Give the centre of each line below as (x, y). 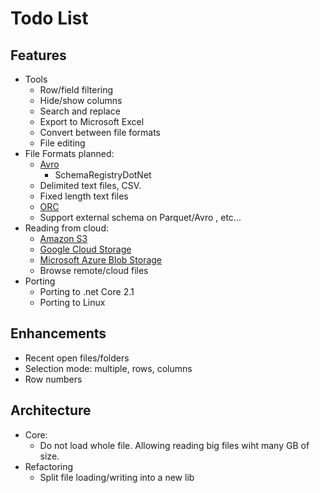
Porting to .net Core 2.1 (87, 291)
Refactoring (49, 466)
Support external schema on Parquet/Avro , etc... (140, 217)
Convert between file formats (100, 132)
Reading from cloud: (67, 228)
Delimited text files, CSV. (90, 185)
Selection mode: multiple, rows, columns (108, 368)
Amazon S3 (63, 238)
